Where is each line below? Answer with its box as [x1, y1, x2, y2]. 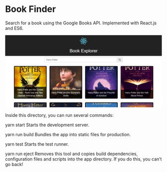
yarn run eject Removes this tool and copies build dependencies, [5, 151, 138, 157]
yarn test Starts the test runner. [5, 141, 69, 147]
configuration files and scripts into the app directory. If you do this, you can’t [5, 156, 162, 162]
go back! [5, 162, 23, 168]
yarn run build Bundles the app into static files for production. [5, 132, 131, 138]
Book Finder [5, 3, 56, 15]
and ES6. [5, 25, 24, 31]
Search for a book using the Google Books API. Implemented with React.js [5, 20, 157, 26]
